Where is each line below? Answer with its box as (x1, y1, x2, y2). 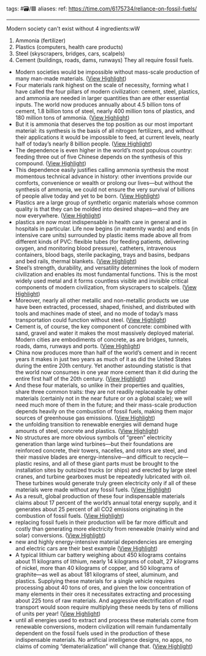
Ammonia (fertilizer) (15, 37, 66, 44)
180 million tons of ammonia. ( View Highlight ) (15, 114, 130, 121)
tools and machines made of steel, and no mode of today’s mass (15, 310, 178, 317)
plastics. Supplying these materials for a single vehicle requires (15, 577, 175, 585)
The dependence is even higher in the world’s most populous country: (15, 147, 193, 154)
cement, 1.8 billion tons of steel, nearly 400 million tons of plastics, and (15, 107, 195, 115)
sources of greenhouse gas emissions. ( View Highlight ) (15, 414, 155, 421)
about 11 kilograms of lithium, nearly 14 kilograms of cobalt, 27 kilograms (15, 558, 199, 565)
